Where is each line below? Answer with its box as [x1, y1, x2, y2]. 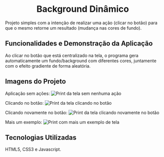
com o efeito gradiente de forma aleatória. [5, 63, 91, 69]
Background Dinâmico [36, 3, 129, 15]
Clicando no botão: [5, 100, 44, 106]
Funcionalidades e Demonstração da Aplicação [5, 39, 153, 48]
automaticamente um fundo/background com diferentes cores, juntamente [5, 58, 157, 64]
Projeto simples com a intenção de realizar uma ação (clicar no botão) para [5, 20, 158, 26]
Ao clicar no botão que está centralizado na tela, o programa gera [5, 52, 139, 58]
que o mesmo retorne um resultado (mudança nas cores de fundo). [5, 25, 142, 31]
